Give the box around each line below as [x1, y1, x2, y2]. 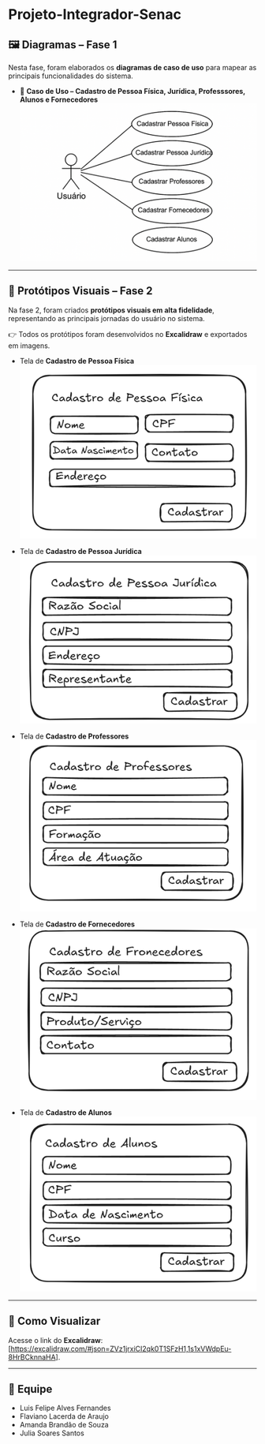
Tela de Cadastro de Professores [19, 731, 129, 741]
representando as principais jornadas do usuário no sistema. [8, 313, 205, 323]
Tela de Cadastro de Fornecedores [19, 919, 136, 929]
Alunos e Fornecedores [19, 95, 99, 104]
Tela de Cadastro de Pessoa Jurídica [19, 547, 142, 556]
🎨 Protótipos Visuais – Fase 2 [8, 284, 153, 297]
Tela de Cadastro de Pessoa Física [19, 356, 135, 365]
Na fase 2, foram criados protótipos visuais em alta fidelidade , [8, 305, 215, 315]
